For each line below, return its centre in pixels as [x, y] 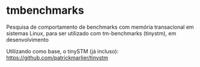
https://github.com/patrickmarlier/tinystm [57, 57]
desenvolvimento [28, 39]
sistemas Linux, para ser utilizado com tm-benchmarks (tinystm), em [91, 33]
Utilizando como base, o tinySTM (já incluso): [62, 51]
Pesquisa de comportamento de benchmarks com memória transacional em [100, 27]
